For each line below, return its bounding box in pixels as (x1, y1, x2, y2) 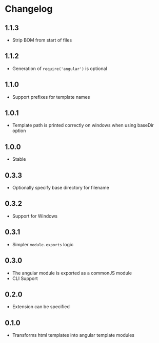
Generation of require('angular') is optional (12, 65, 107, 72)
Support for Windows (12, 213, 57, 219)
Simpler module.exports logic (12, 241, 74, 247)
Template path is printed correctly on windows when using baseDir (12, 122, 154, 128)
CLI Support (12, 275, 38, 282)
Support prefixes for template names (12, 94, 90, 100)
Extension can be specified (12, 304, 70, 310)
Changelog (5, 3, 53, 15)
